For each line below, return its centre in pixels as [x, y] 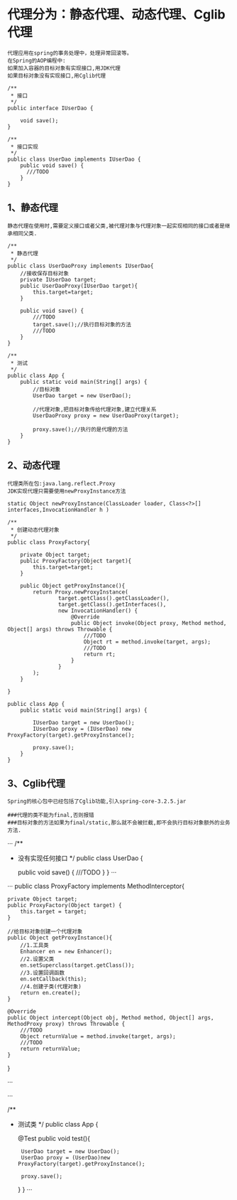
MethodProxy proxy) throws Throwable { [66, 1024]
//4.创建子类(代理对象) [51, 987]
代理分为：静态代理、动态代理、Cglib [116, 15]
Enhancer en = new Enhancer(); [66, 952]
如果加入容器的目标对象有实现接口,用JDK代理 [64, 68]
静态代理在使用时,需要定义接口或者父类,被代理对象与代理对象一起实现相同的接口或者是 [116, 226]
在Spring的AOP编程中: [37, 60]
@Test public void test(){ [54, 1139]
